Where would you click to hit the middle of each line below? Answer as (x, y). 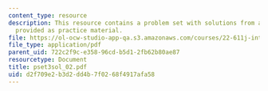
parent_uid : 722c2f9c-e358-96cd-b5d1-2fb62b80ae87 (94, 52)
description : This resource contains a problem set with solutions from (132, 23)
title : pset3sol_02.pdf (48, 67)
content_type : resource (48, 15)
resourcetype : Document (48, 60)
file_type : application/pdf (55, 45)
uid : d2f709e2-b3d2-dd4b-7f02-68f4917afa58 (82, 74)
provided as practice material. (69, 30)
